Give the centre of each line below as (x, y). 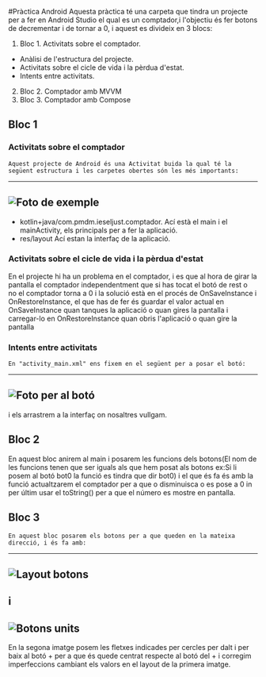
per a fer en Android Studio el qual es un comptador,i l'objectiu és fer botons (133, 20)
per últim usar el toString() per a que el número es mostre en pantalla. (122, 492)
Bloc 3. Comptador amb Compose (75, 100)
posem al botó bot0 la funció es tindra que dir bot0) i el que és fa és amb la (131, 475)
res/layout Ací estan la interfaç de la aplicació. (95, 238)
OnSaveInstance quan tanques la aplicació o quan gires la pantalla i (118, 310)
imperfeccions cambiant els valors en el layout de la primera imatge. (120, 664)
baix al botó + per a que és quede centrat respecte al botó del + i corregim (130, 656)
